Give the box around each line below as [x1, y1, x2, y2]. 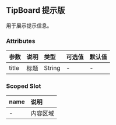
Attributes [6, 37, 36, 45]
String [44, 64, 61, 72]
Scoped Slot [6, 82, 41, 90]
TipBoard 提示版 [6, 5, 65, 16]
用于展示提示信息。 [6, 22, 52, 29]
